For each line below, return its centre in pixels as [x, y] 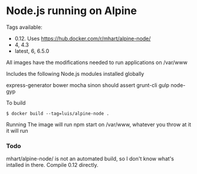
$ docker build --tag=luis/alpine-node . [58, 113]
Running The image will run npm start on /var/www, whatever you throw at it [99, 124]
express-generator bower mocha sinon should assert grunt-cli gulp [88, 85]
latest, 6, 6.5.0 [32, 51]
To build [16, 103]
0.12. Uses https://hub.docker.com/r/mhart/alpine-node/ [83, 38]
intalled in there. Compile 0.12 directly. [52, 165]
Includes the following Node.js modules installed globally [75, 73]
